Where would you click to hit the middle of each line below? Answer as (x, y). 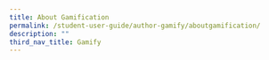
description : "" (39, 34)
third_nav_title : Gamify (55, 42)
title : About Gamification (59, 17)
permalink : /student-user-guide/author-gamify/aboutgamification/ (135, 26)
